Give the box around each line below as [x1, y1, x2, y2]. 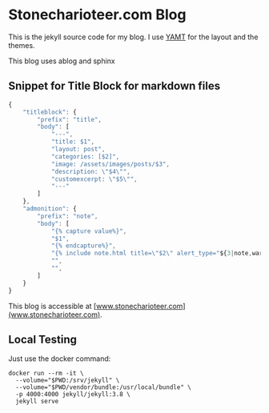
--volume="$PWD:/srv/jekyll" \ [15, 376, 120, 385]
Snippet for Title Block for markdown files [8, 79, 221, 93]
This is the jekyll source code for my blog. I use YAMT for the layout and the [8, 32, 259, 42]
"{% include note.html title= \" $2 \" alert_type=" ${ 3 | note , [50, 250, 252, 258]
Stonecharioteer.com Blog [8, 6, 187, 24]
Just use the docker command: [8, 354, 111, 363]
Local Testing [8, 332, 78, 346]
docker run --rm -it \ [8, 370, 84, 378]
